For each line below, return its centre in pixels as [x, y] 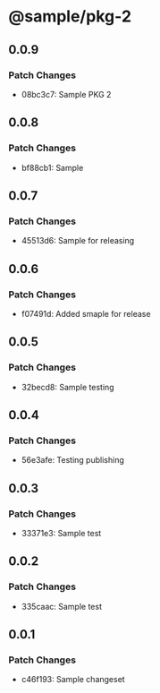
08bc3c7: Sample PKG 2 [66, 94]
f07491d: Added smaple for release [86, 313]
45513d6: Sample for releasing [78, 241]
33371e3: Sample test [61, 533]
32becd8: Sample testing [67, 387]
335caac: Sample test [61, 606]
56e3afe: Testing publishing [72, 460]
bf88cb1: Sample [52, 167]
